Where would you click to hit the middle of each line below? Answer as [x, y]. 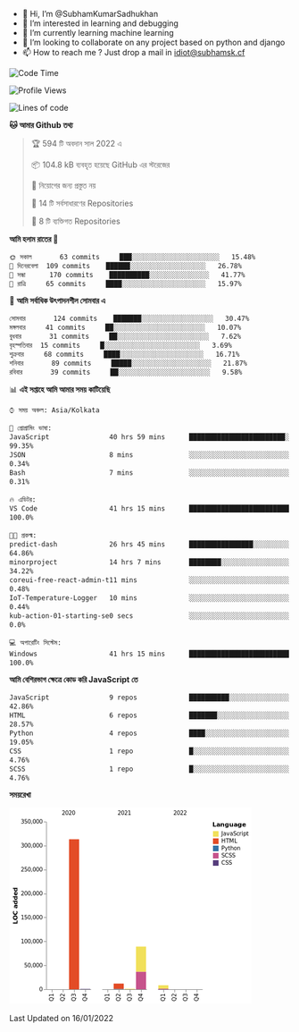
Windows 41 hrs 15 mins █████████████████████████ [149, 654]
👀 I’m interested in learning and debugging [100, 23]
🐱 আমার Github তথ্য [41, 125]
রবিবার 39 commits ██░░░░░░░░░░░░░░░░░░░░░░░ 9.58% [126, 372]
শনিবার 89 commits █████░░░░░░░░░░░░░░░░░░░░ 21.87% [129, 363]
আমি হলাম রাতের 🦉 [34, 239]
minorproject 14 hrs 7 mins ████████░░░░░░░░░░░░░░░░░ [149, 563]
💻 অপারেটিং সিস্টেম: [36, 643]
